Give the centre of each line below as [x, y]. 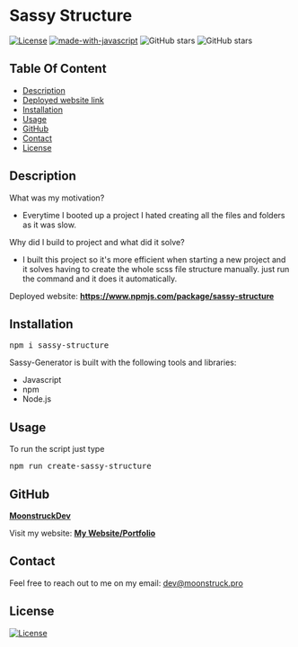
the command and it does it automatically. [100, 279]
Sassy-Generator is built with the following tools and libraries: [123, 363]
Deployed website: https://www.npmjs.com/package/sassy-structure [142, 296]
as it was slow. [49, 225]
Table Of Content [58, 69]
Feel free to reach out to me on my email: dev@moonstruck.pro [127, 583]
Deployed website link [63, 100]
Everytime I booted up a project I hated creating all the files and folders [153, 215]
